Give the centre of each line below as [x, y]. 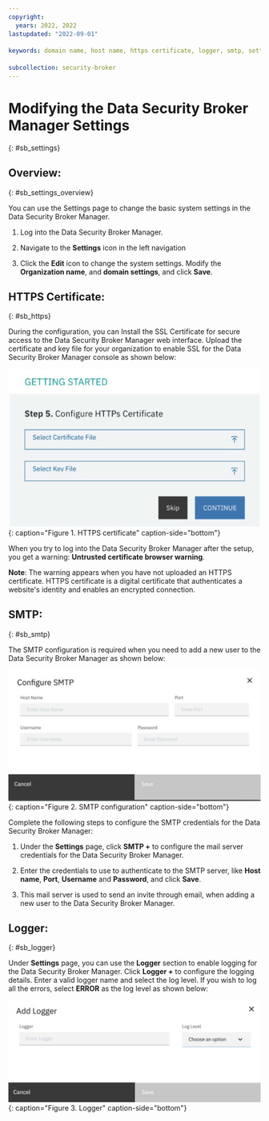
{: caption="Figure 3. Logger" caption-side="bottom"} [98, 1107]
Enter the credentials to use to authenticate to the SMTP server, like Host [140, 870]
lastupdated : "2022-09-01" [53, 34]
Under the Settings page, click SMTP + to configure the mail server [132, 846]
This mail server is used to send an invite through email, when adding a [137, 895]
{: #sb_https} [30, 316]
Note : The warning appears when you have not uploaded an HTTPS [120, 572]
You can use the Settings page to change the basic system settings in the [129, 208]
